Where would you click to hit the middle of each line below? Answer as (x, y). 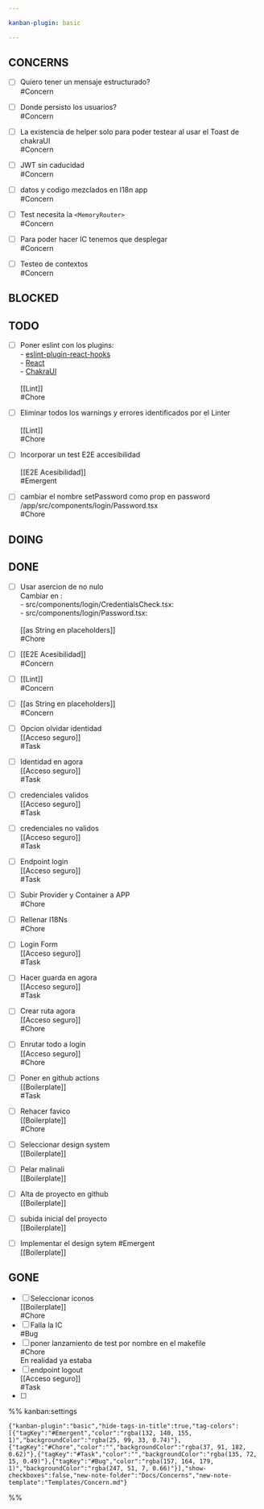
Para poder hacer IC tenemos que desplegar (93, 239)
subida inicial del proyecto (63, 1218)
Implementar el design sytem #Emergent (87, 1243)
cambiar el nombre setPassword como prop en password (115, 496)
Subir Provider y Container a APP (75, 895)
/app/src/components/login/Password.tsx (89, 506)
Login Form (39, 944)
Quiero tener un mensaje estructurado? (85, 82)
